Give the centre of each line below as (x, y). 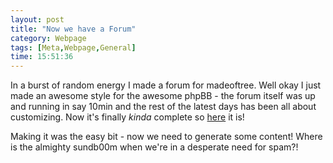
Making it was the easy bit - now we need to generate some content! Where (166, 137)
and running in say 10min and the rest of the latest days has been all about (163, 107)
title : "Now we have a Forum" (73, 29)
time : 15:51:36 (42, 57)
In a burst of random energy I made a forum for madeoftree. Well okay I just (166, 85)
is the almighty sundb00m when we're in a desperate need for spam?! (154, 147)
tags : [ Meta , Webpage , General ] (73, 47)
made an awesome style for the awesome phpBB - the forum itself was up (163, 96)
